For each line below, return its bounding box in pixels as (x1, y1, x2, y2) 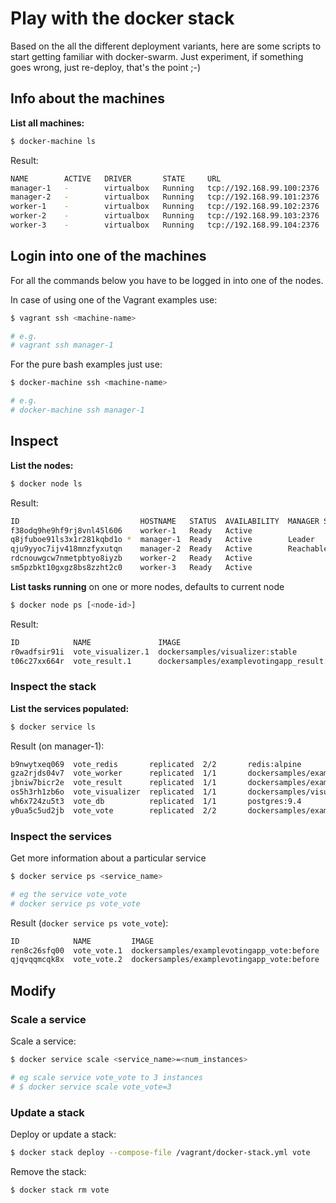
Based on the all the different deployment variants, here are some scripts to (10, 40, 322, 52)
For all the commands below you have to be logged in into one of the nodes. (10, 274, 324, 286)
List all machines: (10, 117, 85, 129)
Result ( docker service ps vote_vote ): (10, 917, 169, 929)
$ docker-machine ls (10, 136, 97, 146)
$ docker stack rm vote (10, 1185, 110, 1195)
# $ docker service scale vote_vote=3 (10, 1082, 172, 1092)
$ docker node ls (10, 478, 83, 489)
